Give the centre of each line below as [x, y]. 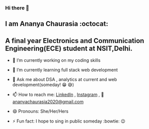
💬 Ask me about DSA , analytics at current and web [65, 80]
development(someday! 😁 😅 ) [43, 85]
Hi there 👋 [17, 8]
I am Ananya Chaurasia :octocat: [57, 24]
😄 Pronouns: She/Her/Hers [40, 111]
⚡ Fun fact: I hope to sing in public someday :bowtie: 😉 [69, 121]
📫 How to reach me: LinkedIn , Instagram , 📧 [58, 95]
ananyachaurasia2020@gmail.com [48, 102]
